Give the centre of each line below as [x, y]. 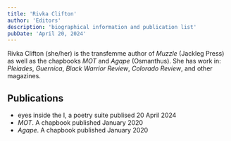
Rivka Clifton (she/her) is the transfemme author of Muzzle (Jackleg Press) [116, 54]
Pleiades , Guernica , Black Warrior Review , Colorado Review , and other [110, 68]
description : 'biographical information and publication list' [102, 27]
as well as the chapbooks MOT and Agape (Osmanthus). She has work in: [114, 61]
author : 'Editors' [34, 20]
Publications [36, 98]
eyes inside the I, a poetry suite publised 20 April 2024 [97, 115]
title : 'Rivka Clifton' [42, 14]
